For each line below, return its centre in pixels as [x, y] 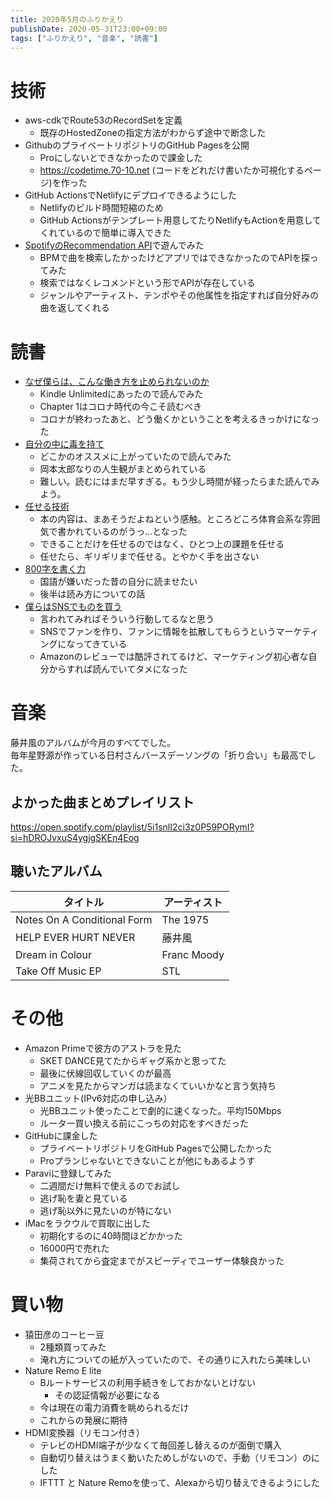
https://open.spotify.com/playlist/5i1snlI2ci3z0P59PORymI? [132, 827]
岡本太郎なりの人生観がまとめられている [123, 469]
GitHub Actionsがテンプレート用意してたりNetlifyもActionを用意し [176, 220]
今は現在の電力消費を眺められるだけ [114, 1407]
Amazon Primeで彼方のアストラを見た [103, 1048]
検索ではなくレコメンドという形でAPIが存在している [147, 283]
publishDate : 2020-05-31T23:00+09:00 [89, 29]
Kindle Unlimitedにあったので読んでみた [121, 394]
